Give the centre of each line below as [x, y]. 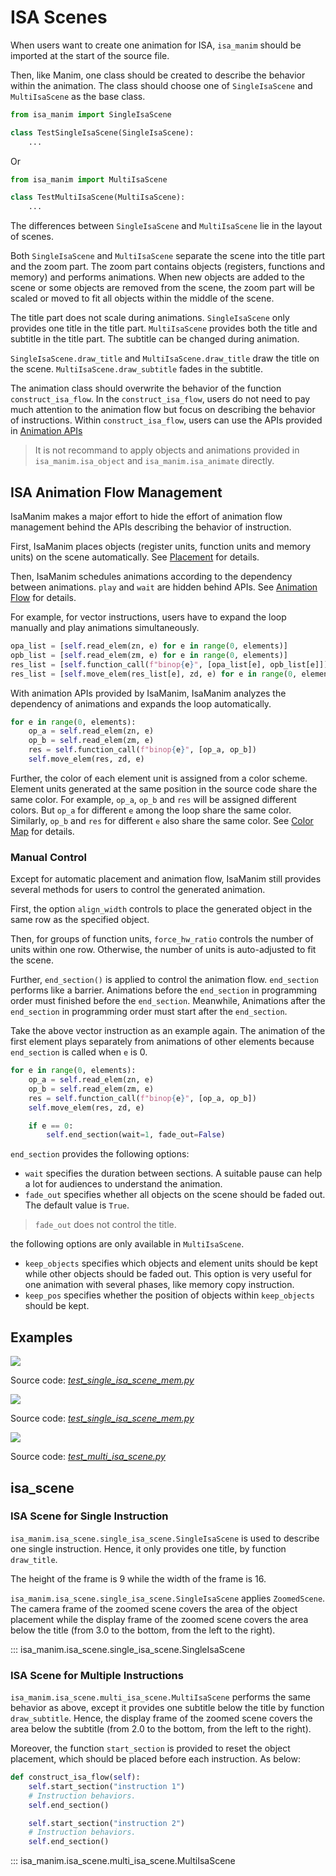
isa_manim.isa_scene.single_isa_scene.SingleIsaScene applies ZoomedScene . [168, 1598]
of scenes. [32, 237]
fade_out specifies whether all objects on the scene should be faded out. [175, 1195]
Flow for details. [43, 597]
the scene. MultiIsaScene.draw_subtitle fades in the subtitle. [136, 369]
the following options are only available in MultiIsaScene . [127, 1244]
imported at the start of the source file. [90, 55]
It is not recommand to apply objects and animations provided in [167, 450]
